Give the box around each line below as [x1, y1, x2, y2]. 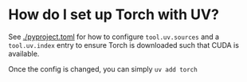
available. [8, 49, 40, 58]
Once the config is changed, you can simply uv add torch [8, 64, 198, 73]
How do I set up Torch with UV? [8, 6, 219, 24]
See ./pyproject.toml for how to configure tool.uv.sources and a [8, 32, 220, 41]
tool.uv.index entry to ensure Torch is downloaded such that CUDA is [8, 40, 239, 49]
